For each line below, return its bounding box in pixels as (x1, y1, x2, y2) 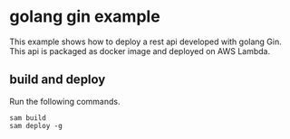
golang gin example (9, 6, 160, 27)
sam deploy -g (9, 121, 63, 130)
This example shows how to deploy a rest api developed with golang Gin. (9, 36, 283, 47)
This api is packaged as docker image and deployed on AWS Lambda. (9, 45, 270, 56)
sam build (9, 113, 47, 123)
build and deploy (9, 72, 106, 88)
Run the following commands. (9, 96, 121, 107)
